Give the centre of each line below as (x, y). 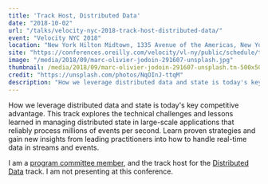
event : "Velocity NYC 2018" (55, 38)
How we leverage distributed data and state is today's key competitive (124, 105)
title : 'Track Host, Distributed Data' (75, 16)
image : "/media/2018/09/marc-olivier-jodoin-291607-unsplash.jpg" (121, 61)
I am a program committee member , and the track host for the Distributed (129, 162)
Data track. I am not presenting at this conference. (91, 171)
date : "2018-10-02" (41, 23)
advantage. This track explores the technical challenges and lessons (121, 113)
